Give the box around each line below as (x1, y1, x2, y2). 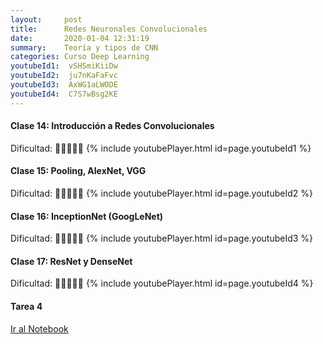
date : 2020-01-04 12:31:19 (10, 33, 150, 43)
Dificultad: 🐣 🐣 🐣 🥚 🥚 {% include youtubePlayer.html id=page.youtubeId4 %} (10, 277, 314, 290)
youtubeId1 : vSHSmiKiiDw (10, 61, 118, 71)
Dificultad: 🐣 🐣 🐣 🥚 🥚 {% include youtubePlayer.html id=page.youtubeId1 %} (10, 142, 312, 154)
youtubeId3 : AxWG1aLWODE (10, 80, 118, 90)
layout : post (10, 14, 83, 25)
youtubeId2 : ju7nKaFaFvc (10, 71, 118, 81)
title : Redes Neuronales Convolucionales (10, 24, 208, 34)
